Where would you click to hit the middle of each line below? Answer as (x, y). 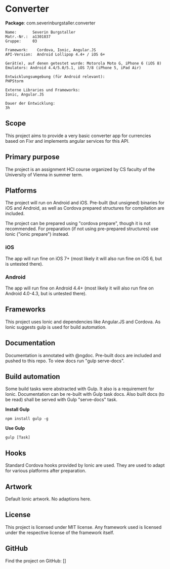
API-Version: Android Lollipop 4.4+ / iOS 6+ (55, 54)
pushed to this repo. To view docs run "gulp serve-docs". (65, 361)
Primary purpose (32, 157)
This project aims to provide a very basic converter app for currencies (78, 136)
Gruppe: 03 (21, 41)
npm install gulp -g (27, 419)
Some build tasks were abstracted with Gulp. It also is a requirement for (80, 389)
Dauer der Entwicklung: (30, 103)
